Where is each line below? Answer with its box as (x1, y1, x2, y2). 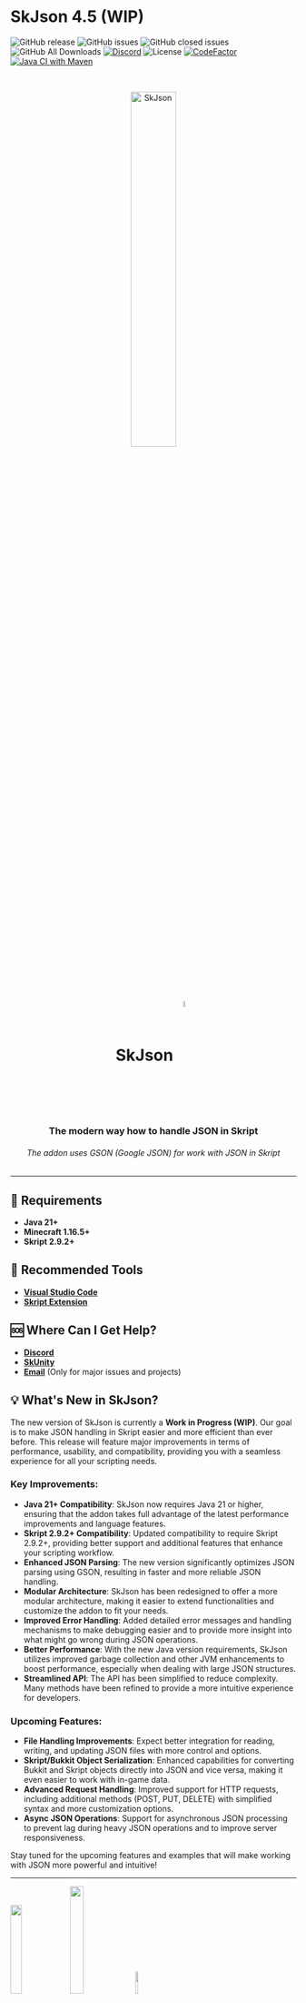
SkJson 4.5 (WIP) (10, 6, 144, 27)
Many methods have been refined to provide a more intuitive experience (23, 1682, 294, 1694)
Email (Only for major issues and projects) (23, 1366, 182, 1377)
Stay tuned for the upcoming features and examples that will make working (10, 1850, 291, 1861)
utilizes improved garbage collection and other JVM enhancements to (23, 1654, 285, 1664)
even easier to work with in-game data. (23, 1775, 171, 1786)
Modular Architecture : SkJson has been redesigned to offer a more (23, 1585, 278, 1596)
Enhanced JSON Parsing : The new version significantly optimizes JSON (23, 1556, 295, 1567)
